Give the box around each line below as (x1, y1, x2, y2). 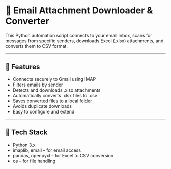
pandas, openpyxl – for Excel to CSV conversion (12, 152, 114, 158)
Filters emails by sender (12, 81, 63, 88)
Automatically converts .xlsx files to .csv (12, 92, 98, 98)
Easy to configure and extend (12, 108, 75, 115)
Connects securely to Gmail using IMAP (12, 76, 96, 82)
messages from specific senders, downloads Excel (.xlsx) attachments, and (5, 38, 164, 44)
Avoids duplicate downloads (12, 103, 72, 109)
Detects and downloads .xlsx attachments (12, 87, 101, 93)
